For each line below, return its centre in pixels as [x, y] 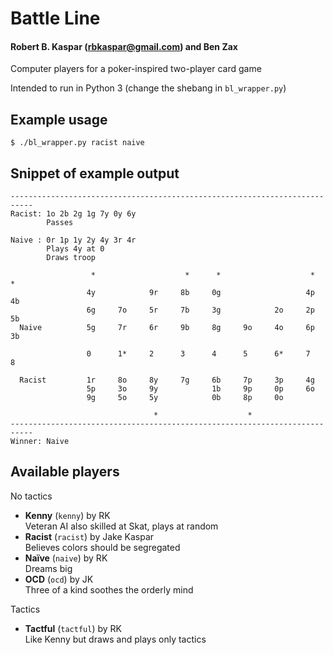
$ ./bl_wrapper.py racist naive [77, 143]
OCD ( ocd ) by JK [59, 579]
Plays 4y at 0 [75, 249]
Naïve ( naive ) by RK [66, 558]
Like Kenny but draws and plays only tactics [115, 639]
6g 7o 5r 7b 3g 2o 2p [200, 310]
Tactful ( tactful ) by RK [73, 628]
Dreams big [48, 568]
